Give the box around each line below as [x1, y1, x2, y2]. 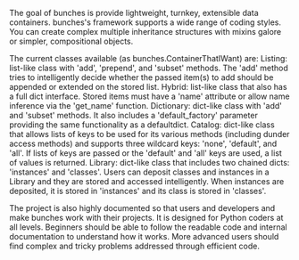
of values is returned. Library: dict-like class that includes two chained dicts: [9, 158, 290, 167]
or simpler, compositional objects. [9, 36, 134, 46]
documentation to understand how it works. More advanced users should [9, 232, 279, 241]
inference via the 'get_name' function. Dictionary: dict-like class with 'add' [9, 101, 283, 110]
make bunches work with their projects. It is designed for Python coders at [9, 213, 284, 223]
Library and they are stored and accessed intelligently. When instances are [9, 176, 285, 186]
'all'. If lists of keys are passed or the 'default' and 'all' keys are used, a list [9, 148, 283, 158]
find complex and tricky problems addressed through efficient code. [9, 240, 261, 251]
